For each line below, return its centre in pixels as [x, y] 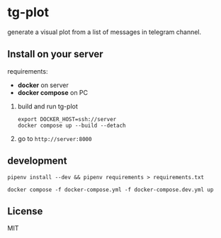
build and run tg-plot [47, 106]
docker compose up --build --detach [72, 125]
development [37, 161]
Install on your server [56, 54]
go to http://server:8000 [55, 138]
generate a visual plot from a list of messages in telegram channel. [104, 32]
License [25, 211]
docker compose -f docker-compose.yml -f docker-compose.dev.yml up [110, 189]
